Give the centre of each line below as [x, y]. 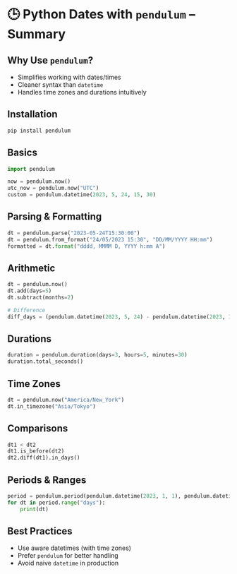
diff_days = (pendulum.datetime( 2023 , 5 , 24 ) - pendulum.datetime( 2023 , [116, 317]
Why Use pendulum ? [50, 60]
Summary [36, 34]
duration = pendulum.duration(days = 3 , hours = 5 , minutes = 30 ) [98, 355]
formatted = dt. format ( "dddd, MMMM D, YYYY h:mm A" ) [86, 246]
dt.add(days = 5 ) [30, 291]
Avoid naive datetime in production [68, 563]
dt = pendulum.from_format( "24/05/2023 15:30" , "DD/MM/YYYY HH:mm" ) [110, 239]
